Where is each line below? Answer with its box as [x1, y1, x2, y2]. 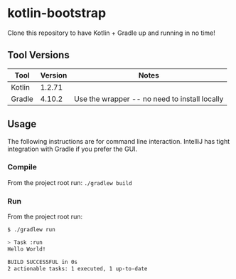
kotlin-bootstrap [7, 5, 107, 21]
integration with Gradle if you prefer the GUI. [7, 144, 138, 153]
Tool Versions [7, 49, 70, 61]
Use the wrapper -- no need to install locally [74, 94, 224, 104]
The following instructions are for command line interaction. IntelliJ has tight [7, 137, 230, 145]
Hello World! [7, 246, 46, 253]
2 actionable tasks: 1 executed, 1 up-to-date [7, 265, 148, 272]
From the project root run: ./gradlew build [7, 178, 133, 186]
